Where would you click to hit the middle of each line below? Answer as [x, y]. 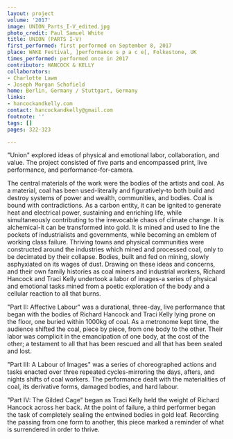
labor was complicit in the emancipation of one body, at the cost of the [108, 337]
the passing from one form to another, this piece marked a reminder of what [115, 422]
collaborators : [29, 71]
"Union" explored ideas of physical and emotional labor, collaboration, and [113, 155]
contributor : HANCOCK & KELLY [51, 65]
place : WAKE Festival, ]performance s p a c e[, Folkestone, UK [102, 53]
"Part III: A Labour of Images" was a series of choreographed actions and [112, 365]
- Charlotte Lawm [32, 78]
